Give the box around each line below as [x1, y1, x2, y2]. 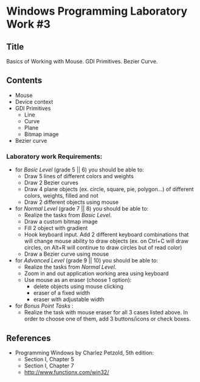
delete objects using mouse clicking [33, 283, 123, 290]
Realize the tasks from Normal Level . [24, 264, 117, 271]
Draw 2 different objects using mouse [24, 198, 119, 206]
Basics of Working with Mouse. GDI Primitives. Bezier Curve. [6, 58, 158, 65]
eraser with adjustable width [33, 296, 105, 303]
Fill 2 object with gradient [24, 225, 88, 232]
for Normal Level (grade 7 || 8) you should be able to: [15, 205, 149, 212]
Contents [6, 75, 43, 86]
